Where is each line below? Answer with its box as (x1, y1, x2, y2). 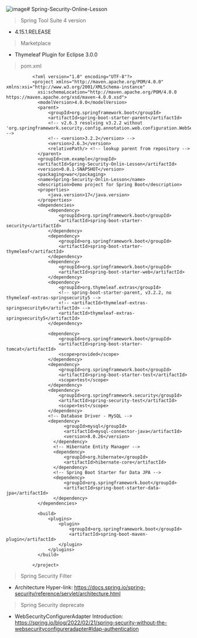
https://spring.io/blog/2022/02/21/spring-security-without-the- (14, 619, 167, 626)
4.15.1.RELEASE (14, 28, 52, 35)
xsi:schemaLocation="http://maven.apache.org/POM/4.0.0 (37, 89, 177, 95)
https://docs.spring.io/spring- (74, 584, 146, 590)
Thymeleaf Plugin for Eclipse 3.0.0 (14, 51, 98, 58)
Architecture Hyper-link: (14, 584, 73, 590)
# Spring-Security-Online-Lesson (26, 6, 107, 12)
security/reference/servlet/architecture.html (14, 590, 121, 597)
